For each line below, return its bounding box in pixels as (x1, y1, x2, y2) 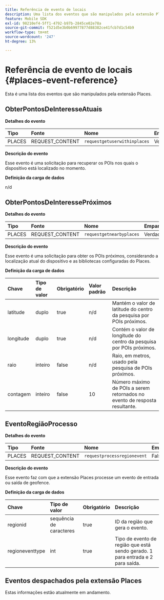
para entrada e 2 (115, 554, 153, 560)
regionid (7, 521, 27, 528)
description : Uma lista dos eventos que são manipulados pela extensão (5, 12, 154, 17)
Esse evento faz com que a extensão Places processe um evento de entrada (5, 475, 159, 481)
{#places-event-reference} (5, 74, 118, 86)
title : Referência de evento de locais (5, 7, 86, 12)
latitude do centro (112, 306, 153, 313)
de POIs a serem (112, 385, 150, 392)
